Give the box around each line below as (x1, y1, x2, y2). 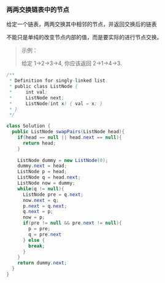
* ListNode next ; (9, 95, 64, 101)
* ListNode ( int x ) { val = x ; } (9, 100, 103, 107)
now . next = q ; (22, 197, 59, 203)
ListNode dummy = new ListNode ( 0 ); (17, 157, 109, 163)
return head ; (22, 140, 56, 146)
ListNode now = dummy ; (17, 180, 75, 187)
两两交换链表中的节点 (6, 5, 69, 14)
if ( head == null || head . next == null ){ (17, 134, 122, 141)
